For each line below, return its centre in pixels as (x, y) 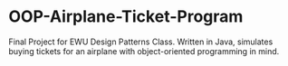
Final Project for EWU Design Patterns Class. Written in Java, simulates (141, 42)
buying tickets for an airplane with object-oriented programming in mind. (144, 51)
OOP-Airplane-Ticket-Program (126, 17)
